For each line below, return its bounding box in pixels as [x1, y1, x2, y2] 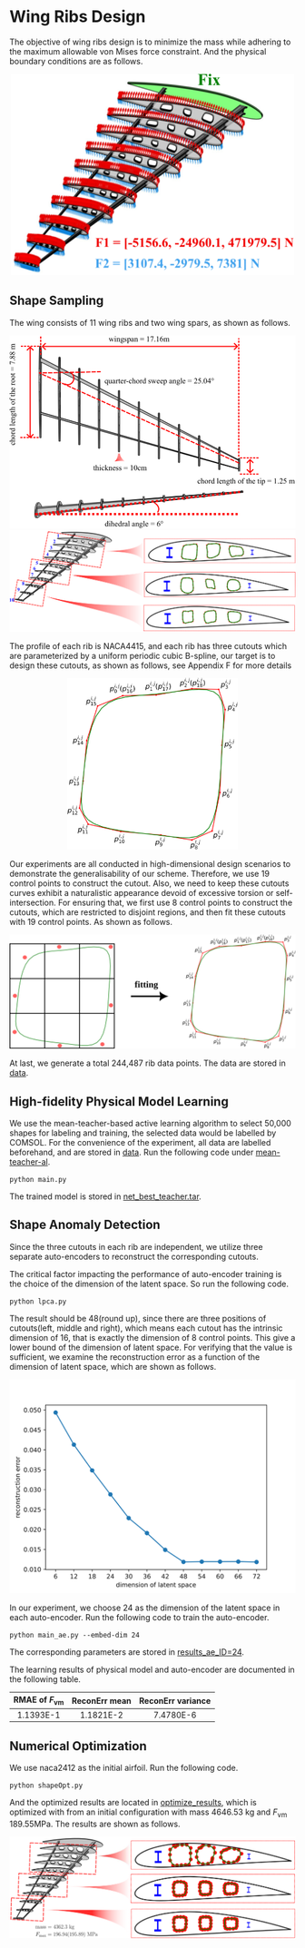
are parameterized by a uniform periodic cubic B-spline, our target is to [9, 650, 276, 661]
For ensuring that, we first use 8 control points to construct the [57, 897, 293, 909]
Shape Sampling [9, 293, 104, 309]
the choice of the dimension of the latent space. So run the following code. [9, 1278, 289, 1289]
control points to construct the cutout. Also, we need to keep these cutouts [9, 878, 290, 889]
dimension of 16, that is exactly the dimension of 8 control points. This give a [9, 1332, 296, 1343]
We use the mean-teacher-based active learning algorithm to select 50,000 [9, 1118, 292, 1129]
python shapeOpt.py [9, 1781, 84, 1790]
